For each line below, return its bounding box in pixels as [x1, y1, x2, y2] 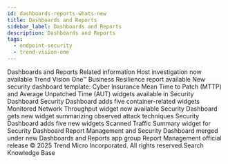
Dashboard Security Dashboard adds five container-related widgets [7, 97, 200, 105]
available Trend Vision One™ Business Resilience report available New [7, 75, 206, 83]
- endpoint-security [13, 42, 73, 49]
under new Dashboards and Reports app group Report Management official [7, 134, 222, 142]
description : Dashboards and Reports [7, 29, 116, 37]
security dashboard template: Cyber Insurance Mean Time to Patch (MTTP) [7, 82, 222, 91]
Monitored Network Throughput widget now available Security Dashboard [7, 104, 218, 113]
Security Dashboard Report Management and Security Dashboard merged [7, 126, 219, 135]
